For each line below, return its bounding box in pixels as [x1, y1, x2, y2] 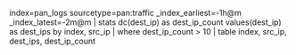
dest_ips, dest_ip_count [9, 35, 96, 46]
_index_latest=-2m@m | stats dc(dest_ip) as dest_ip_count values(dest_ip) [9, 17, 283, 27]
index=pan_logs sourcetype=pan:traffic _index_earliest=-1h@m [9, 8, 243, 18]
